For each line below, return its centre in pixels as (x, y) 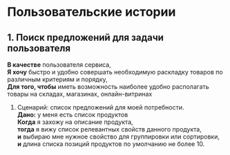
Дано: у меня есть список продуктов (73, 115)
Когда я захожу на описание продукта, (75, 122)
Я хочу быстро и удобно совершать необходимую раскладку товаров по (115, 72)
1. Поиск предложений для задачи (86, 38)
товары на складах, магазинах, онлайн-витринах (80, 94)
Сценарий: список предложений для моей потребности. (100, 107)
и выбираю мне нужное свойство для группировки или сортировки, (118, 136)
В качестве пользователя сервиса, (59, 65)
